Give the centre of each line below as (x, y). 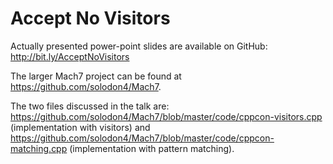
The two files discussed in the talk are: (90, 106)
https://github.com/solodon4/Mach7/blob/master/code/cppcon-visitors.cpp (166, 116)
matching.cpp (39, 148)
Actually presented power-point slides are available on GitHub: (139, 46)
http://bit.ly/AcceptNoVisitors (70, 56)
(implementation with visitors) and (80, 127)
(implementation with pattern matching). (152, 148)
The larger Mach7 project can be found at (96, 76)
